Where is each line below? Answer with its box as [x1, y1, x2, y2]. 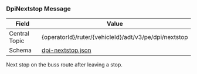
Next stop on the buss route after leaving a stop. [6, 61, 123, 68]
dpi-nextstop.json [42, 46, 92, 54]
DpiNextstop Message [6, 5, 72, 13]
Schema [9, 46, 32, 54]
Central [9, 30, 29, 38]
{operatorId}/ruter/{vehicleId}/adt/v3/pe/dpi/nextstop [42, 33, 188, 41]
